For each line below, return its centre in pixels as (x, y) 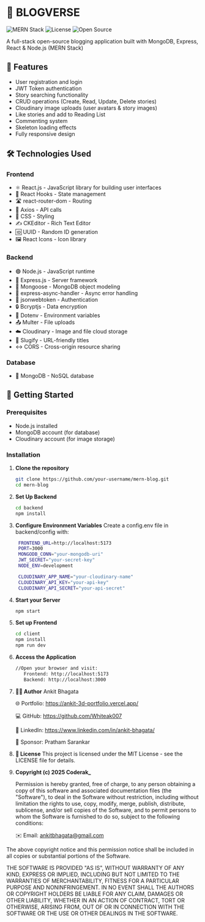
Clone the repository (42, 468)
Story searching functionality (52, 95)
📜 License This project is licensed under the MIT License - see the (99, 754)
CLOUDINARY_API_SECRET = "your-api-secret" (72, 588)
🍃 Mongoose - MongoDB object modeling (68, 287)
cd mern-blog (32, 485)
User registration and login (49, 81)
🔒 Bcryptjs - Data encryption (51, 306)
